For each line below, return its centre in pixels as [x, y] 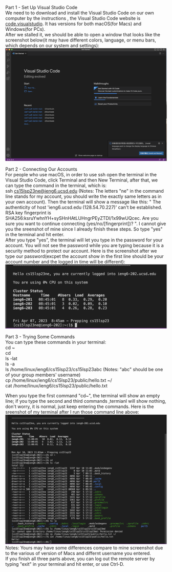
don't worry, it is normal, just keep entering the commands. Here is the [80, 406]
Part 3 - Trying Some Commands [40, 336]
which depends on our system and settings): [52, 45]
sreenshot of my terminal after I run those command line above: [72, 412]
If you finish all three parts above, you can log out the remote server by [80, 559]
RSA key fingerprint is [28, 213]
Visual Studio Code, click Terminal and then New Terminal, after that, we [81, 180]
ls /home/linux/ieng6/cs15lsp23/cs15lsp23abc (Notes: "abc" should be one [84, 369]
